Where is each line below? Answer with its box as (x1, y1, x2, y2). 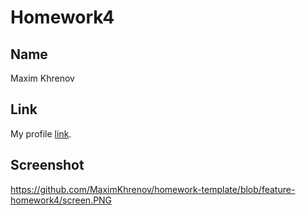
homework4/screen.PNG (10, 194, 113, 206)
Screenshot (10, 157, 85, 174)
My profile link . (10, 127, 72, 140)
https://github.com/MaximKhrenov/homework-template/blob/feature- (10, 183, 296, 195)
